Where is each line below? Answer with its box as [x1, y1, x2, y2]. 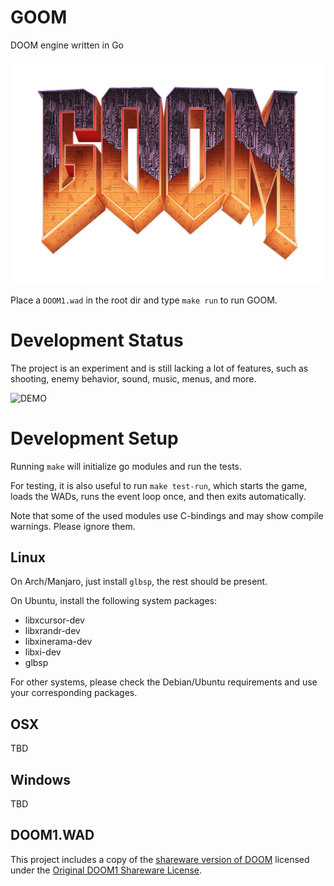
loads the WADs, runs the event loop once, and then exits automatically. [10, 490, 307, 502]
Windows [10, 771, 71, 788]
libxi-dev [24, 646, 62, 658]
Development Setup [10, 427, 179, 450]
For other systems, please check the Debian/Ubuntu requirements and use [10, 676, 318, 688]
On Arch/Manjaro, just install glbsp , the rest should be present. [10, 576, 268, 588]
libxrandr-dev [24, 625, 81, 637]
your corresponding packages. [10, 687, 138, 699]
